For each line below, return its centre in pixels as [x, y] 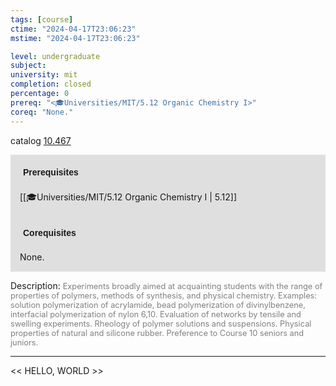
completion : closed [51, 84]
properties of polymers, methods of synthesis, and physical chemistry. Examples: [164, 295]
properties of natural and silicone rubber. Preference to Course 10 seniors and [157, 332]
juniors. [24, 342]
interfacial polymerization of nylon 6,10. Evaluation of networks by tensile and [156, 314]
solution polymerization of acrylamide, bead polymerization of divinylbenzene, [158, 304]
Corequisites [50, 232]
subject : [28, 66]
